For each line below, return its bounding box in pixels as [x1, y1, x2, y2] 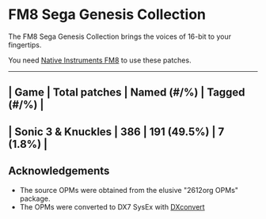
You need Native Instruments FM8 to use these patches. [8, 55, 192, 65]
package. [19, 194, 51, 203]
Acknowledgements [8, 164, 110, 178]
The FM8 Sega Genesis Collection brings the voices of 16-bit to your [8, 32, 232, 41]
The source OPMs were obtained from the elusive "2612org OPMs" [19, 185, 239, 194]
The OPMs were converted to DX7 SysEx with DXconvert [19, 202, 205, 211]
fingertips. [8, 40, 42, 49]
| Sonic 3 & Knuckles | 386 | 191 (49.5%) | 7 [8, 125, 225, 138]
